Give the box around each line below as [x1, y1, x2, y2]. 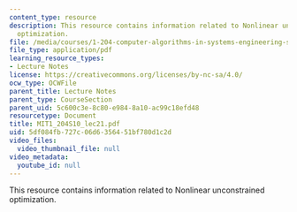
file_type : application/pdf [9, 46, 113, 55]
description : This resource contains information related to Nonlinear [9, 21, 278, 30]
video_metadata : [9, 152, 69, 162]
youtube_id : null [17, 161, 81, 170]
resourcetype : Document [9, 111, 97, 120]
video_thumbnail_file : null [17, 144, 121, 153]
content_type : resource [9, 12, 97, 22]
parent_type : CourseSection [9, 95, 113, 104]
